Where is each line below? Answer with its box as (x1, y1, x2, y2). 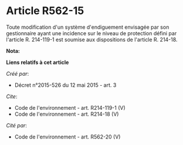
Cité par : (6, 122, 28, 129)
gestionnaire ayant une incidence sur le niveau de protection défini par (6, 29, 177, 36)
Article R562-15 (6, 4, 84, 18)
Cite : (6, 93, 18, 100)
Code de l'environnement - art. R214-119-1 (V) (14, 104, 126, 111)
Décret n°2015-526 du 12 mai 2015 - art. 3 (14, 81, 117, 89)
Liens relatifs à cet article (6, 59, 69, 66)
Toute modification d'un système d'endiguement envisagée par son (6, 23, 170, 31)
